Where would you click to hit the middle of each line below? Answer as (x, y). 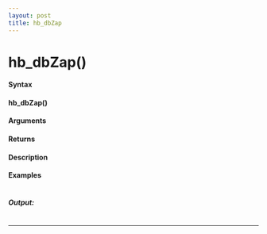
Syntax (20, 85)
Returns (22, 139)
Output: (21, 202)
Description (28, 157)
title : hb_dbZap (35, 23)
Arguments (27, 121)
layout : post (30, 15)
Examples (25, 175)
